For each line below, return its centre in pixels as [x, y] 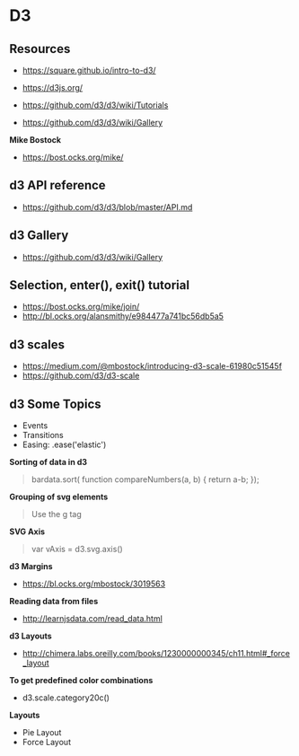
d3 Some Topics [55, 404]
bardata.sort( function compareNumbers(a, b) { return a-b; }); [145, 479]
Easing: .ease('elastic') [64, 444]
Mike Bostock [35, 140]
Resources [40, 49]
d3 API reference [57, 185]
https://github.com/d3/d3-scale [81, 376]
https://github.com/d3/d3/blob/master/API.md [107, 207]
